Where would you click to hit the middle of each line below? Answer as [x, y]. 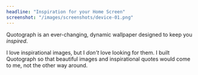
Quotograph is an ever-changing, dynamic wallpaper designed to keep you [99, 34]
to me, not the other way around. [47, 65]
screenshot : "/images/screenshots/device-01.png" [70, 17]
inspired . [17, 41]
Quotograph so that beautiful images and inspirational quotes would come [98, 59]
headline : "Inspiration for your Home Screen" [66, 12]
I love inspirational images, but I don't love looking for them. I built [88, 52]
